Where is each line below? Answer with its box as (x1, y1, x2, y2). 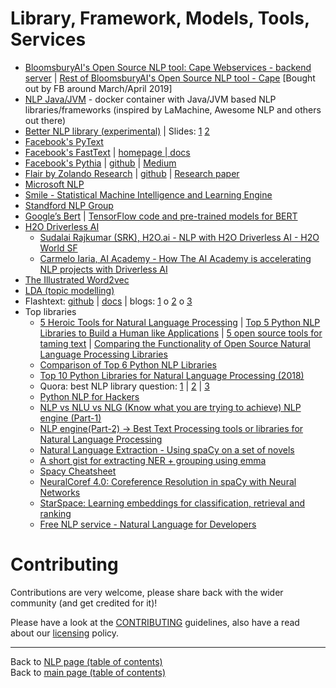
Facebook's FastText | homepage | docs (24, 146, 191, 158)
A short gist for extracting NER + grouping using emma (39, 454, 267, 466)
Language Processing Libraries (39, 348, 168, 360)
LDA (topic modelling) (24, 284, 115, 296)
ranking (39, 507, 72, 519)
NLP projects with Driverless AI (39, 263, 168, 275)
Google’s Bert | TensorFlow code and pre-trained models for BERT (24, 210, 298, 222)
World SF (39, 242, 78, 254)
